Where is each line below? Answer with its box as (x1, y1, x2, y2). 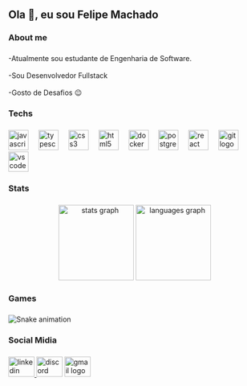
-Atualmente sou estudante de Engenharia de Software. (8, 54, 192, 64)
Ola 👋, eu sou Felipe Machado (8, 8, 159, 22)
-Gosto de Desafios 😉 (8, 88, 83, 97)
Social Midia (8, 335, 58, 346)
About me (8, 32, 48, 43)
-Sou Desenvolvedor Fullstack (8, 71, 108, 80)
